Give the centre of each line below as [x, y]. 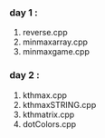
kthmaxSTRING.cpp [59, 104]
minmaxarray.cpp [55, 42]
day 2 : [24, 75]
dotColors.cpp [49, 123]
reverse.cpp [45, 33]
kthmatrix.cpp [48, 114]
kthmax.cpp [45, 95]
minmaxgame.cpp [56, 52]
